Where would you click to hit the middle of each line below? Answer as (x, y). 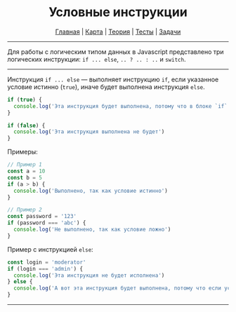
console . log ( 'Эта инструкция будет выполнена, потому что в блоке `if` (121, 106)
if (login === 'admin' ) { (45, 269)
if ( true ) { (25, 100)
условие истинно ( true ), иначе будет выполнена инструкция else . (106, 87)
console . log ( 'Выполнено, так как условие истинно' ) (91, 191)
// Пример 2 (25, 210)
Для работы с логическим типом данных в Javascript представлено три (116, 52)
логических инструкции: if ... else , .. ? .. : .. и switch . (97, 59)
